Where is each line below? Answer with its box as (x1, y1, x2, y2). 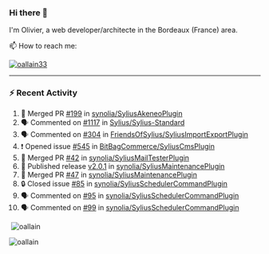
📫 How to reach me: (9, 41, 77, 51)
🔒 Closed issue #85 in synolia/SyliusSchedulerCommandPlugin (20, 178, 228, 188)
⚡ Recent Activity (9, 88, 78, 99)
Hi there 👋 (9, 7, 49, 18)
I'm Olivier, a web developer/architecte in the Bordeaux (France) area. (9, 25, 238, 35)
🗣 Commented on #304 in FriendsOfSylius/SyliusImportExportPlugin (20, 129, 248, 139)
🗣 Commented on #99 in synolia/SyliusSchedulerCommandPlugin (20, 202, 239, 212)
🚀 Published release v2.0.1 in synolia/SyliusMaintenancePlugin (20, 161, 225, 170)
